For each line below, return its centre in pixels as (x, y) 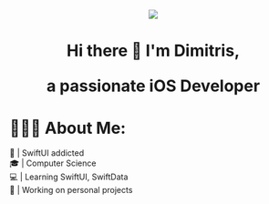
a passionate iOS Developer (153, 86)
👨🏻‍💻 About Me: (67, 128)
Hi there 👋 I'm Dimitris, (153, 51)
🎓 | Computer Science (53, 163)
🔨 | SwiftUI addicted (47, 153)
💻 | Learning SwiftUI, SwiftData (69, 177)
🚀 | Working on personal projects (71, 190)
